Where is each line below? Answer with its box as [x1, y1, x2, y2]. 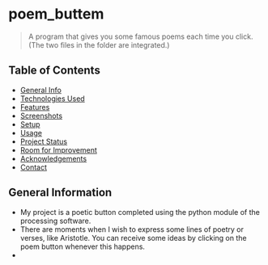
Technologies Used [19, 94, 85, 103]
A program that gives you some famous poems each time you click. [28, 32, 253, 41]
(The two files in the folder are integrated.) [28, 40, 170, 49]
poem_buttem [8, 5, 104, 23]
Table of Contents [8, 64, 101, 78]
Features [19, 102, 50, 111]
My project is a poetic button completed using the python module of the [19, 207, 261, 217]
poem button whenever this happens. [19, 242, 146, 251]
